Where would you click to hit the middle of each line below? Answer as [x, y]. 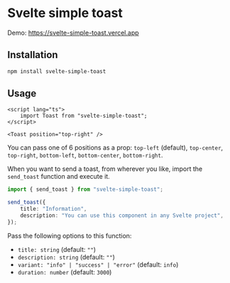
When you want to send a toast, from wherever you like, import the [105, 169]
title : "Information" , [54, 209]
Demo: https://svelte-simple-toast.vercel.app [73, 33]
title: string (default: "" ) [57, 249]
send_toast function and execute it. [59, 177]
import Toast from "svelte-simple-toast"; [84, 116]
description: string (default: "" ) [66, 257]
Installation [33, 55]
